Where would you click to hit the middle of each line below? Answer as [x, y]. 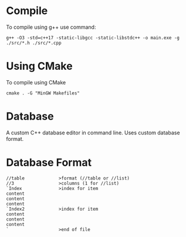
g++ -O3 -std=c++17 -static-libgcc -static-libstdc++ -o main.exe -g [93, 38]
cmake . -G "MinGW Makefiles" [43, 93]
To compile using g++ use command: [51, 27]
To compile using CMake [36, 82]
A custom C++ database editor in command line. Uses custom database [93, 133]
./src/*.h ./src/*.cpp [34, 43]
